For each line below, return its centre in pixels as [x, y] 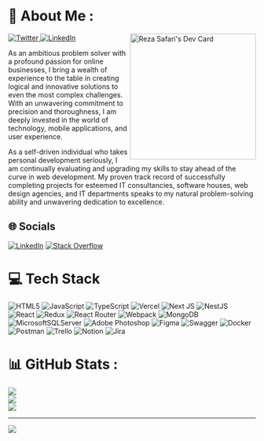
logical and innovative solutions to [63, 86]
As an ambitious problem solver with [67, 53]
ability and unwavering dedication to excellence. [86, 202]
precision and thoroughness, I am [62, 111]
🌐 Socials [32, 227]
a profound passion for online [56, 61]
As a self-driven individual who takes [68, 152]
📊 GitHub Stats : [63, 364]
